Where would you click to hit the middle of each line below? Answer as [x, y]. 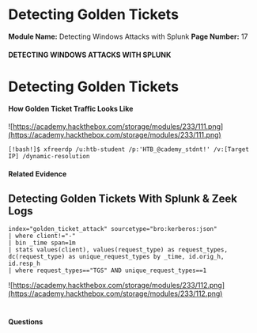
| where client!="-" [42, 236]
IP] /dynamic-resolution [49, 156]
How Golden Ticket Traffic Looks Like [71, 109]
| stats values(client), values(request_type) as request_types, [118, 250]
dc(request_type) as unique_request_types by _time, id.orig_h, [116, 257]
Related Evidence [38, 174]
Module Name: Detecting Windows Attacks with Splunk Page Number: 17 [128, 36]
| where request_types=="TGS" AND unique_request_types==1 [108, 271]
